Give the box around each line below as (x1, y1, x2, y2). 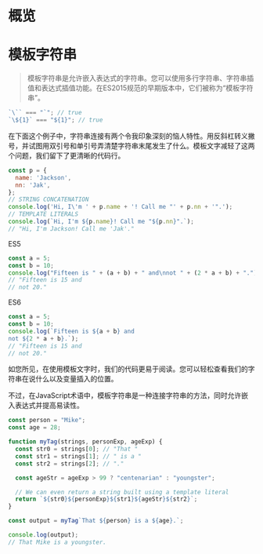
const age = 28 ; (8, 424, 61, 432)
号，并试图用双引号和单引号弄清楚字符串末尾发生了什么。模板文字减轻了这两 (8, 140, 255, 150)
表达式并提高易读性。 (14, 401, 84, 410)
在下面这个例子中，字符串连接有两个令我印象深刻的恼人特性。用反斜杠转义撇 (8, 131, 255, 140)
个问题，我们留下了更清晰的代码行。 (8, 151, 125, 160)
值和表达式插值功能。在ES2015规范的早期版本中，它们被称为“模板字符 (27, 83, 254, 93)
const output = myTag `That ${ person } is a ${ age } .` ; (8, 517, 184, 525)
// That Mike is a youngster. (8, 538, 107, 546)
